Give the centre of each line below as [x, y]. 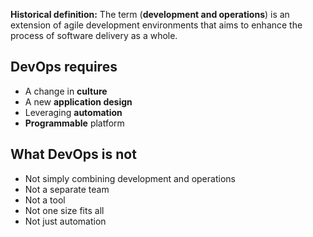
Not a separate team [67, 189]
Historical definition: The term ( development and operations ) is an [150, 14]
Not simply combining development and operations [130, 178]
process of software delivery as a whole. [94, 35]
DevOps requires [64, 67]
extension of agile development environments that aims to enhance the [156, 25]
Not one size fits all [64, 210]
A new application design [78, 101]
